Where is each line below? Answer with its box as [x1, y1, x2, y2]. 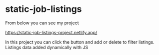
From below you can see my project [5, 20, 79, 26]
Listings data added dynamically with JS [5, 44, 88, 50]
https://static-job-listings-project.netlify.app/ [5, 29, 97, 35]
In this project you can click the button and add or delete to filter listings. [5, 39, 155, 45]
